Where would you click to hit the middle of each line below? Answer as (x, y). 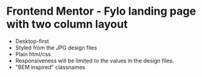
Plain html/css (33, 54)
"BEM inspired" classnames (50, 67)
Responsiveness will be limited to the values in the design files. (95, 61)
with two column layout (67, 24)
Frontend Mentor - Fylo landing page (101, 11)
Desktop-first (32, 41)
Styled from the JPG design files (56, 48)
